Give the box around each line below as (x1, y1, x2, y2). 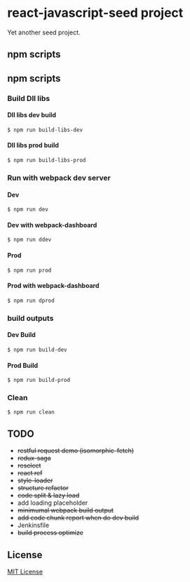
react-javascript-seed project (7, 5, 184, 21)
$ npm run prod (7, 267, 52, 274)
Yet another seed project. (7, 28, 81, 37)
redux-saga (17, 454, 51, 463)
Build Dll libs (7, 93, 50, 103)
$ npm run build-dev (7, 346, 68, 353)
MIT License (7, 567, 43, 576)
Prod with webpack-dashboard (7, 282, 100, 290)
